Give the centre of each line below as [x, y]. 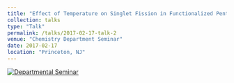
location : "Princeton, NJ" [46, 53]
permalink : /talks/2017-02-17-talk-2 [62, 33]
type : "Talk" [26, 26]
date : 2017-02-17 [32, 46]
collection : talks [34, 20]
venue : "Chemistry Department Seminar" [65, 39]
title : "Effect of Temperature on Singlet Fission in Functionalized [110, 13]
